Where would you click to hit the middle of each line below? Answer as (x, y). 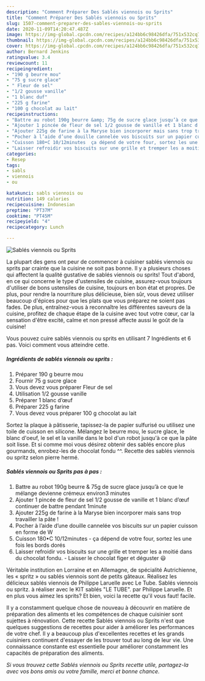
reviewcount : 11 (27, 63)
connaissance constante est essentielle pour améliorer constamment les (97, 646)
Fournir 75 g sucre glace (46, 380)
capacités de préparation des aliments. (55, 653)
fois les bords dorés (40, 545)
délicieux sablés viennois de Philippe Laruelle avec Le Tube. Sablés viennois (102, 583)
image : (15, 35)
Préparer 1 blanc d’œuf (44, 400)
